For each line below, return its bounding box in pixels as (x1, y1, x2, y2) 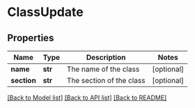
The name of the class (66, 64, 140, 74)
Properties (7, 32, 54, 44)
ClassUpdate (7, 4, 84, 20)
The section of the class (66, 76, 146, 85)
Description (86, 53, 126, 62)
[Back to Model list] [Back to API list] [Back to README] (7, 93, 167, 102)
